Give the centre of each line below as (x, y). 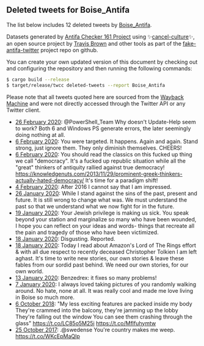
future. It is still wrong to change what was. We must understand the (101, 200)
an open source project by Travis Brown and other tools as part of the (94, 43)
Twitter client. (24, 110)
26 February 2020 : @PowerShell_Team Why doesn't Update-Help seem (106, 122)
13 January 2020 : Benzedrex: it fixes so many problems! (86, 278)
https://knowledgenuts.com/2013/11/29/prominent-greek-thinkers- (99, 174)
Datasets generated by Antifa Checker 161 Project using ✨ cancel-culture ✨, (101, 37)
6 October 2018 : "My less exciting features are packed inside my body (104, 304)
